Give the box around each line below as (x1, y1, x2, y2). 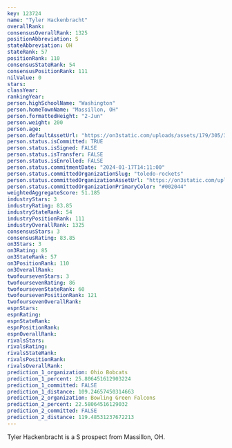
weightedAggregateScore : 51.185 (7, 190, 100, 196)
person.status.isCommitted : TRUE (7, 139, 104, 145)
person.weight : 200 (7, 119, 64, 126)
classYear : (7, 87, 39, 94)
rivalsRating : (7, 343, 48, 350)
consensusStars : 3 (7, 228, 60, 235)
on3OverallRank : (7, 266, 54, 273)
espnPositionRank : (7, 324, 60, 331)
